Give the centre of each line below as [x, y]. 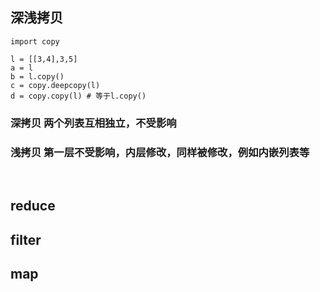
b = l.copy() [37, 76]
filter [26, 239]
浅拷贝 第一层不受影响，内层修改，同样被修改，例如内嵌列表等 [160, 152]
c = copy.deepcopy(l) [55, 85]
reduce [33, 206]
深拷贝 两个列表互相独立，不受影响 [93, 123]
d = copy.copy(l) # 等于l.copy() [78, 96]
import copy [35, 41]
